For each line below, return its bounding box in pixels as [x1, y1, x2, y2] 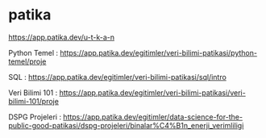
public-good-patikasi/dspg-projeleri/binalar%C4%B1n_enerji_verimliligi [8, 120, 244, 130]
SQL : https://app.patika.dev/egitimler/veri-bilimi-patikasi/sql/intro [8, 72, 227, 82]
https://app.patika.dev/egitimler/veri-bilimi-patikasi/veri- [59, 87, 246, 98]
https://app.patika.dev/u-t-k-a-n [8, 32, 115, 42]
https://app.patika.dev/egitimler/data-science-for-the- [63, 111, 243, 122]
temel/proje [8, 56, 47, 66]
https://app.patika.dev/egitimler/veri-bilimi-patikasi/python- [60, 48, 258, 57]
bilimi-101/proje [8, 96, 59, 106]
